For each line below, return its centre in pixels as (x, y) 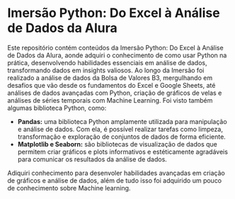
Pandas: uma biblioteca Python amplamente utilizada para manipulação (122, 121)
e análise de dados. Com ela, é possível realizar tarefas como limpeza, (120, 129)
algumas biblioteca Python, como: (57, 108)
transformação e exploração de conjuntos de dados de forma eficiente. (122, 137)
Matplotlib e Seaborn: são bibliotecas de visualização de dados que (117, 144)
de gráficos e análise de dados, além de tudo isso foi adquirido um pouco (115, 180)
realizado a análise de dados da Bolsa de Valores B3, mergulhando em (110, 78)
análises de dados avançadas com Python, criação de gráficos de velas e (115, 93)
